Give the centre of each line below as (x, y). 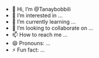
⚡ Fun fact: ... (28, 50)
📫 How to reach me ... (40, 35)
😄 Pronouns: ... (31, 43)
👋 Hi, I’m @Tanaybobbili (41, 9)
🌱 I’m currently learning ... (44, 22)
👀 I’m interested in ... (37, 15)
